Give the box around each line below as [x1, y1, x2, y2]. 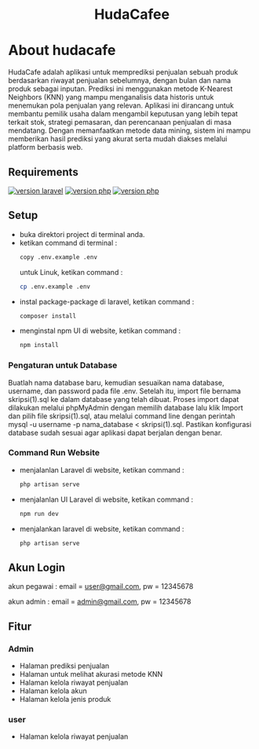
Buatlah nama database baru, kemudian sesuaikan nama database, [8, 378, 225, 387]
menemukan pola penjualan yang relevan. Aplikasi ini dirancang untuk [8, 100, 234, 111]
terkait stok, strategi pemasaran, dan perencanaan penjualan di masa [8, 118, 232, 127]
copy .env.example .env [19, 253, 98, 261]
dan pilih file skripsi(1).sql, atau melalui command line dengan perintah [8, 411, 235, 421]
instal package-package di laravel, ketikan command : [19, 297, 195, 306]
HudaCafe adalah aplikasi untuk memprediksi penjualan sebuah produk [8, 68, 239, 77]
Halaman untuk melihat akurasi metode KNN [19, 669, 163, 678]
